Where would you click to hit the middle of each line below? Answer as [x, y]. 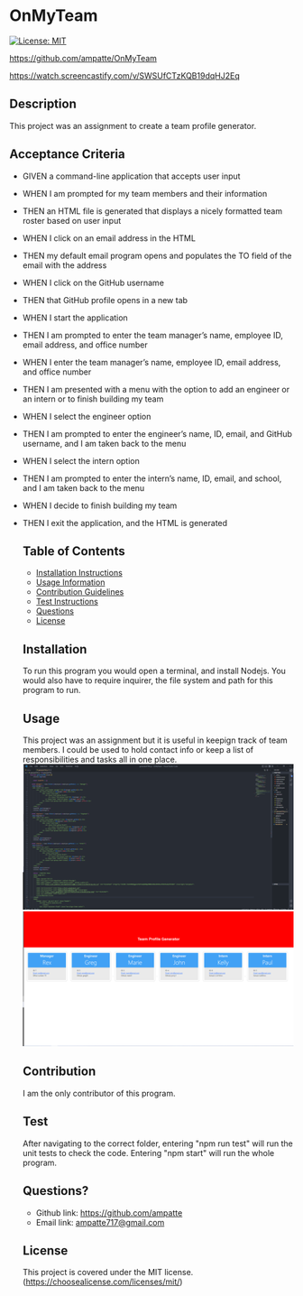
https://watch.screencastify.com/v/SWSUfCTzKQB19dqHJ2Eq [125, 75]
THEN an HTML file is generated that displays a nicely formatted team [152, 211]
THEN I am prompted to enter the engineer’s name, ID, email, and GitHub [157, 433]
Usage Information [70, 582]
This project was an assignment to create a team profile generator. [133, 125]
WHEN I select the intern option [81, 460]
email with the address [64, 265]
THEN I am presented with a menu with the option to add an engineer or [156, 389]
